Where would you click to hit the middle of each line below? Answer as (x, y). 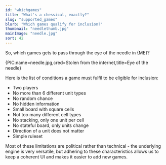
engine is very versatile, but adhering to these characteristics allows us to (82, 151)
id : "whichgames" (24, 10)
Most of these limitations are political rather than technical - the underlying (83, 146)
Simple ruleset (28, 136)
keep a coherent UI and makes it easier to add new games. (67, 157)
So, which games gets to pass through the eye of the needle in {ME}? (78, 53)
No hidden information (36, 104)
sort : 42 (14, 39)
